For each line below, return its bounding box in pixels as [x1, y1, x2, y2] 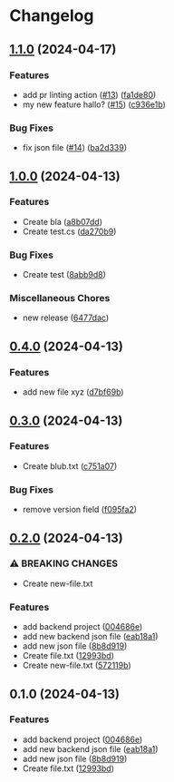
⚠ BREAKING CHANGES [9, 557, 119, 570]
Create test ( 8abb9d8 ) [22, 269, 107, 280]
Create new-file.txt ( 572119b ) [22, 660, 131, 671]
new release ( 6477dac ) [22, 312, 110, 323]
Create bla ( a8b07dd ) [22, 216, 102, 227]
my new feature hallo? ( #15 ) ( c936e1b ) [22, 99, 166, 110]
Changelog [9, 5, 94, 26]
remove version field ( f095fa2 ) [22, 504, 138, 515]
